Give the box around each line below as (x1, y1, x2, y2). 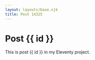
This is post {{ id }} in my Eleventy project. (5, 49, 91, 55)
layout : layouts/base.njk (5, 7, 58, 12)
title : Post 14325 (5, 12, 43, 17)
